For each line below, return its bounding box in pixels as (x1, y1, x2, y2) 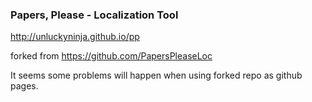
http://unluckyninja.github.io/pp (10, 31, 140, 43)
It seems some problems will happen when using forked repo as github (10, 69, 303, 82)
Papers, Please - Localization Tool (10, 8, 179, 22)
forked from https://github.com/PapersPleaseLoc (10, 50, 213, 62)
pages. (10, 80, 39, 92)
